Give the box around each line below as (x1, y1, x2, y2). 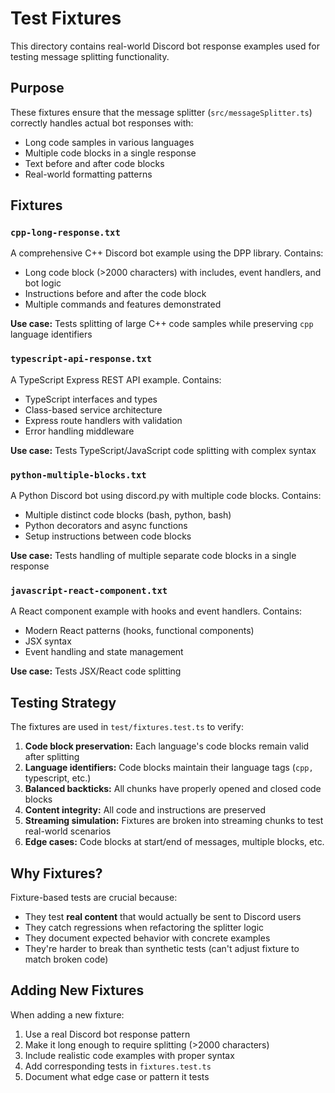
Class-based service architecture (24, 403, 163, 416)
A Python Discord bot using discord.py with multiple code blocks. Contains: (10, 490, 322, 502)
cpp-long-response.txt (10, 227, 121, 239)
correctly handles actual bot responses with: (10, 117, 194, 129)
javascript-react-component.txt (10, 585, 168, 596)
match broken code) (24, 953, 109, 965)
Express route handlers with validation (24, 414, 183, 426)
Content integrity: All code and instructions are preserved (24, 804, 267, 816)
